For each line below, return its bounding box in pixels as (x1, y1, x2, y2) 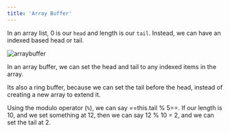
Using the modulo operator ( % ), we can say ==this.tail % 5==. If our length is (7, 103, 222, 111)
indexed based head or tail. (7, 36, 84, 44)
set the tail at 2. (7, 118, 51, 127)
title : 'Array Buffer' (7, 10, 72, 17)
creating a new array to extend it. (7, 90, 101, 98)
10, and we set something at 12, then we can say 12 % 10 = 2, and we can (7, 111, 214, 119)
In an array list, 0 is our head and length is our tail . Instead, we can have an (7, 29, 221, 37)
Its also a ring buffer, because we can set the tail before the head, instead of (7, 83, 223, 91)
